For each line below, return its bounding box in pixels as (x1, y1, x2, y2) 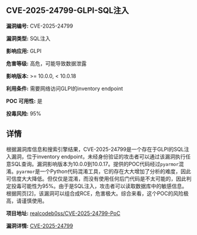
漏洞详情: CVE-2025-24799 (6, 222, 74, 229)
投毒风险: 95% (6, 110, 42, 117)
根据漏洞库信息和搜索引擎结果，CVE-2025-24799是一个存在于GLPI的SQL (6, 145, 184, 153)
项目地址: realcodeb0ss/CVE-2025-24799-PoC (6, 210, 121, 217)
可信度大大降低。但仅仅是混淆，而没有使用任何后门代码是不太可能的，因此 (6, 175, 186, 182)
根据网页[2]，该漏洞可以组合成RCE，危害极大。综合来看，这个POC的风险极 (6, 190, 189, 197)
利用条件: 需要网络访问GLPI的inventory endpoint (6, 85, 123, 92)
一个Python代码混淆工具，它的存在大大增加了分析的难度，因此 (40, 167, 191, 175)
